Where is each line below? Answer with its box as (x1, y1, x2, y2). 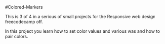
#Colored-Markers (5, 4, 43, 10)
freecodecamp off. (5, 19, 43, 24)
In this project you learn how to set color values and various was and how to (5, 28, 160, 34)
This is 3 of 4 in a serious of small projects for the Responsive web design (5, 14, 156, 19)
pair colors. (5, 34, 29, 39)
